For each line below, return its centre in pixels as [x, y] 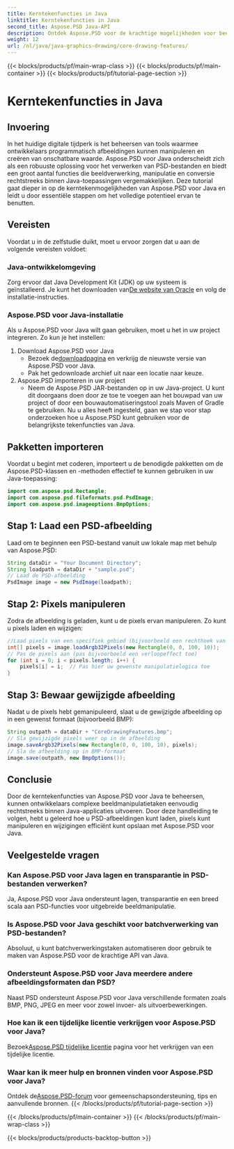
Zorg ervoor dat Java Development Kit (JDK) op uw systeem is [97, 282]
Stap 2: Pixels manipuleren [67, 604]
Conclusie [30, 780]
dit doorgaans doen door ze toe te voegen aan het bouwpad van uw [125, 396]
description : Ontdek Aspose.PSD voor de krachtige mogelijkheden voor [112, 33]
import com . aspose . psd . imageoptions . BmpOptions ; [79, 504]
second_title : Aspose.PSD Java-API [59, 26]
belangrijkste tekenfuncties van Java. [81, 425]
